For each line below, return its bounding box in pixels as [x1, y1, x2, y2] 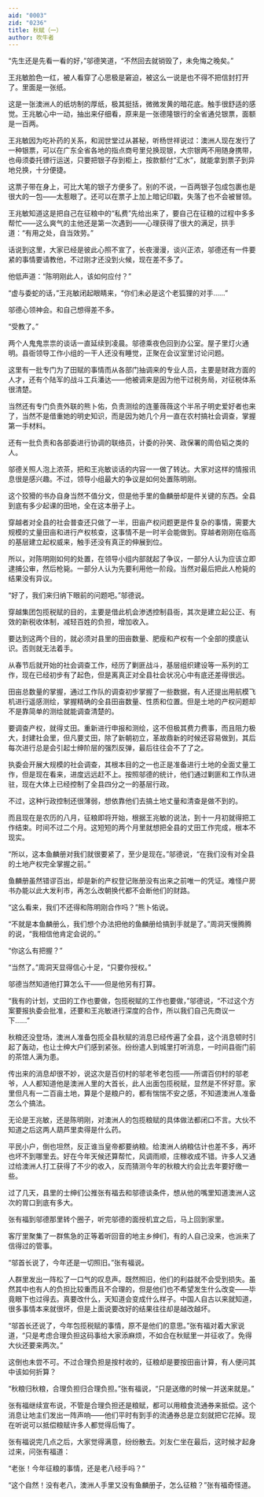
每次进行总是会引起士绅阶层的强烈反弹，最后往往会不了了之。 [8, 743, 208, 753]
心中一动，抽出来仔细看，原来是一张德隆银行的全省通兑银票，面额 [42, 109, 256, 119]
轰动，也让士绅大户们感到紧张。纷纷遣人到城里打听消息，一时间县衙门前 [21, 1043, 256, 1052]
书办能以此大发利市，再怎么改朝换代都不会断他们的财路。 [8, 886, 194, 895]
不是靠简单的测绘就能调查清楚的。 [8, 706, 119, 717]
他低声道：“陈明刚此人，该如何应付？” [8, 272, 132, 281]
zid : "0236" [8, 19, 47, 27]
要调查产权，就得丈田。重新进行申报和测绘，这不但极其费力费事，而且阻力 [8, 724, 249, 733]
